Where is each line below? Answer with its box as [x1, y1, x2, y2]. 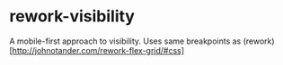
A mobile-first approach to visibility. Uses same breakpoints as [9, 36, 242, 46]
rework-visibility [9, 6, 135, 27]
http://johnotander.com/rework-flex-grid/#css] [12, 45, 185, 55]
